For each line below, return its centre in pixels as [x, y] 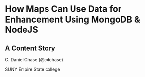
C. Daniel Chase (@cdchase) [34, 60]
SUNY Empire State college [33, 69]
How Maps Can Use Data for [63, 9]
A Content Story [30, 48]
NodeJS [22, 30]
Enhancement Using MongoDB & [73, 19]
